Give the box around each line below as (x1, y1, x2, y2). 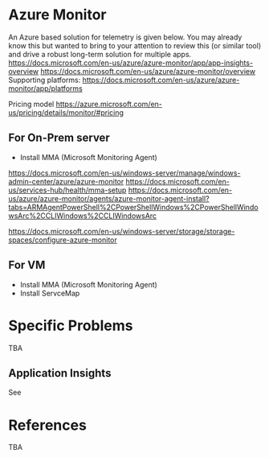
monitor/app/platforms (8, 83, 83, 93)
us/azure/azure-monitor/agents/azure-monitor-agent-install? (8, 193, 210, 203)
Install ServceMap (19, 288, 80, 298)
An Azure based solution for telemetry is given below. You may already (8, 32, 243, 42)
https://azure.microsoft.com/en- (55, 99, 163, 109)
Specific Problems (8, 316, 133, 335)
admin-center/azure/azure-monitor (8, 176, 124, 186)
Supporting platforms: (8, 75, 81, 85)
